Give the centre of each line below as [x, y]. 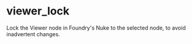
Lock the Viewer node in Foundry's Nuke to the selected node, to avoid [96, 28]
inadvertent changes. [33, 34]
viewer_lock [38, 11]
